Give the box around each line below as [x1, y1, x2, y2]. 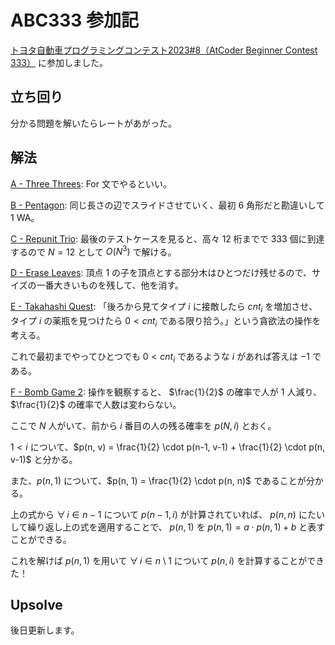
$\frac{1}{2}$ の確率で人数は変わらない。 [10, 398, 182, 410]
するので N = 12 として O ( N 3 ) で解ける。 [10, 244, 177, 258]
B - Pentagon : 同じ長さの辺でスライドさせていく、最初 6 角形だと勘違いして [10, 199, 325, 211]
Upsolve [10, 597, 63, 613]
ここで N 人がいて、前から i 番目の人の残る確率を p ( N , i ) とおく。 [10, 419, 277, 431]
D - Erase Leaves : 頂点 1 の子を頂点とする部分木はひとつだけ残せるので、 [10, 267, 313, 279]
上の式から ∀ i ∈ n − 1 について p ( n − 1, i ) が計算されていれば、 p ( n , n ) [10, 508, 297, 520]
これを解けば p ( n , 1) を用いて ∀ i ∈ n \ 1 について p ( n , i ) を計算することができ [10, 554, 325, 566]
